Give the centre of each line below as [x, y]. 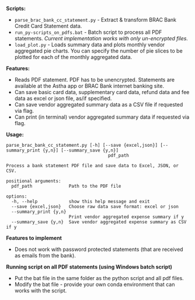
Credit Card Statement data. [48, 26]
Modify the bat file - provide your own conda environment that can [95, 284]
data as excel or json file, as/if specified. [63, 98]
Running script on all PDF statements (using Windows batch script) [89, 267]
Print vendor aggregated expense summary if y [126, 217]
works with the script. [41, 291]
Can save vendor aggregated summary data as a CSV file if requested [99, 104]
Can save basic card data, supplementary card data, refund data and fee [102, 92]
